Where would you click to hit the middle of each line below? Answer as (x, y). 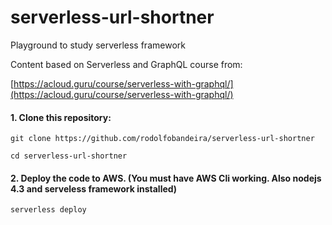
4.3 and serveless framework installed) (94, 188)
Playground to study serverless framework (98, 45)
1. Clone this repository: (61, 117)
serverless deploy (48, 210)
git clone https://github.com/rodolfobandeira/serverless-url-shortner (162, 139)
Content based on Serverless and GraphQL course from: (126, 64)
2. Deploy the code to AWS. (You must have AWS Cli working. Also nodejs (166, 178)
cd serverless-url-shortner (69, 156)
